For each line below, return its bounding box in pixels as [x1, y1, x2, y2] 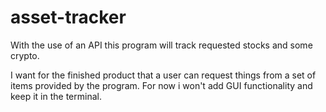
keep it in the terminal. [10, 90, 102, 102]
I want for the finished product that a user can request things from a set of [10, 69, 317, 81]
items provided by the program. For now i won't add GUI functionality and [10, 79, 313, 91]
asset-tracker [10, 6, 127, 29]
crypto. [10, 49, 40, 61]
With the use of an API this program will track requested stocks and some [10, 39, 313, 51]
